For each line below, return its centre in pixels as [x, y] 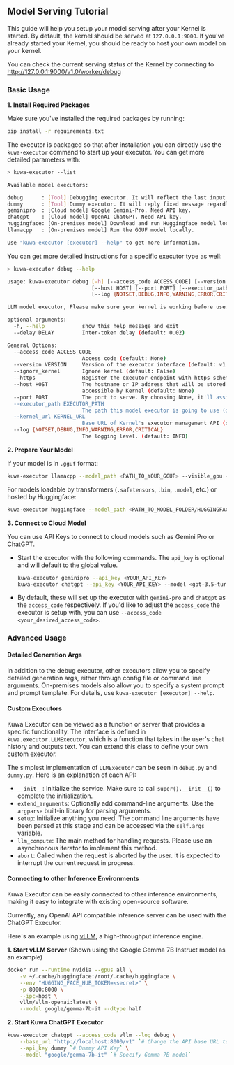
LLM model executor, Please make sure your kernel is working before [110, 307]
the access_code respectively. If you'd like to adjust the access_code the [119, 605]
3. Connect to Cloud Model [47, 523]
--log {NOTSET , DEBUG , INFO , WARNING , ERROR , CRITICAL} [88, 430]
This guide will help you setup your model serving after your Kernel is [107, 28]
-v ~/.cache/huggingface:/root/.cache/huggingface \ [98, 976]
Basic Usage [29, 90]
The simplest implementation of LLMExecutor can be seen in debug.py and [112, 767]
